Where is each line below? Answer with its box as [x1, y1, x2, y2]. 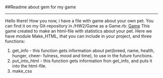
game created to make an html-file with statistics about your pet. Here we [5, 28, 152, 34]
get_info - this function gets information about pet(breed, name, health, [12, 48, 155, 53]
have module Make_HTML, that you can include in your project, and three [5, 33, 152, 39]
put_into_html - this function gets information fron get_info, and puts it [12, 58, 152, 64]
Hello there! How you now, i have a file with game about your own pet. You [5, 18, 154, 24]
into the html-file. [12, 63, 47, 69]
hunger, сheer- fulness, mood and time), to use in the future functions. [12, 53, 153, 58]
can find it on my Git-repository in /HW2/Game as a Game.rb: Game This [5, 23, 150, 28]
